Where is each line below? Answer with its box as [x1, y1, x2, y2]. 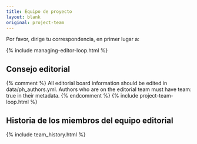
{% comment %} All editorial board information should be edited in [6, 80, 168, 87]
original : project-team [6, 19, 65, 25]
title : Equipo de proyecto [6, 8, 72, 15]
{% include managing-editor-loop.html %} [6, 47, 108, 54]
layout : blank [6, 14, 41, 20]
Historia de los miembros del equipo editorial [6, 115, 173, 125]
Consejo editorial [6, 64, 71, 74]
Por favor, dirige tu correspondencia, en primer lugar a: [6, 36, 140, 43]
